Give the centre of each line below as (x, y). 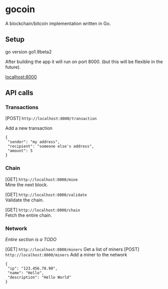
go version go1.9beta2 (28, 51)
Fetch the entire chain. (29, 215)
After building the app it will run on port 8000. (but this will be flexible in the (84, 62)
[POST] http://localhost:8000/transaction (51, 119)
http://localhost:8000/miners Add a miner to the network (66, 255)
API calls (20, 93)
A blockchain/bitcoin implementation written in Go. (58, 23)
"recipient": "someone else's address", (51, 147)
